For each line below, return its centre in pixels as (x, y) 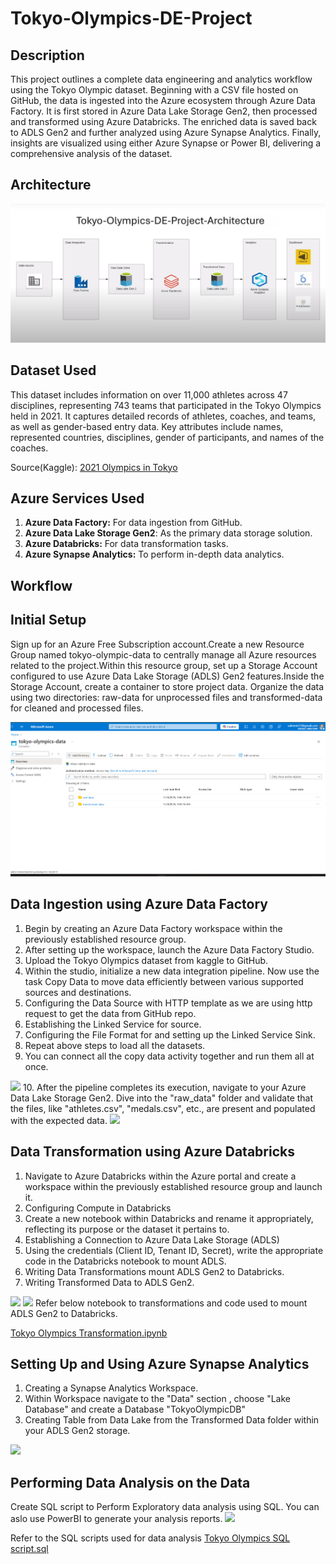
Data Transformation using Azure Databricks (152, 1152)
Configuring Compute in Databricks (98, 1208)
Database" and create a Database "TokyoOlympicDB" (135, 1409)
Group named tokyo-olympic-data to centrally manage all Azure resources (163, 654)
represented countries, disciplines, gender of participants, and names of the (167, 437)
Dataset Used (53, 370)
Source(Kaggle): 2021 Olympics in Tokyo (94, 467)
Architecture (51, 185)
